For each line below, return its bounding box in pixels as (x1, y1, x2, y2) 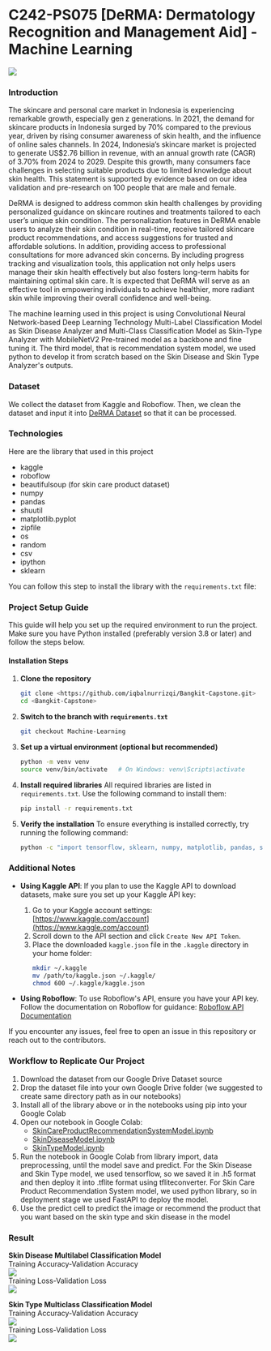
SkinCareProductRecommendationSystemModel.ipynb (32, 1126, 214, 1135)
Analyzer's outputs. (8, 361, 74, 371)
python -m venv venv (19, 757, 90, 766)
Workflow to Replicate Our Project (8, 1056, 146, 1067)
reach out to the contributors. (8, 1036, 107, 1045)
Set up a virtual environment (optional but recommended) (19, 742, 218, 752)
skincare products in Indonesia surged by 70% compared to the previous (8, 122, 252, 132)
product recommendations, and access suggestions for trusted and (8, 233, 233, 242)
